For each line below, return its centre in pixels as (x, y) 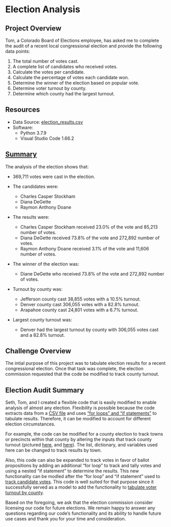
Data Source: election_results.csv (48, 122)
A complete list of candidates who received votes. (65, 67)
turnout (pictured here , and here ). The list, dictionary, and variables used (81, 445)
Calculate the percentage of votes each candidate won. (71, 77)
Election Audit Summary (45, 390)
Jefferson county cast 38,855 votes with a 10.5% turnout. (80, 299)
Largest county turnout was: (42, 319)
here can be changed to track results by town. (53, 450)
